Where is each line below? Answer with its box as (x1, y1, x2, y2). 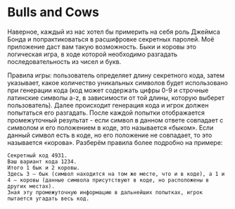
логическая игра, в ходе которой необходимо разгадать (7, 50, 178, 58)
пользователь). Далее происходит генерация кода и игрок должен (7, 101, 209, 109)
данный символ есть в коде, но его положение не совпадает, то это (7, 131, 212, 139)
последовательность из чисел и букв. (7, 57, 122, 65)
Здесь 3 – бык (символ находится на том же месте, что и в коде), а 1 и (7, 170, 225, 177)
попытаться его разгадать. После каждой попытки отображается (7, 108, 205, 117)
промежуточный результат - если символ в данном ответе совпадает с (7, 115, 224, 124)
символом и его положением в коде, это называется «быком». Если (7, 123, 214, 132)
